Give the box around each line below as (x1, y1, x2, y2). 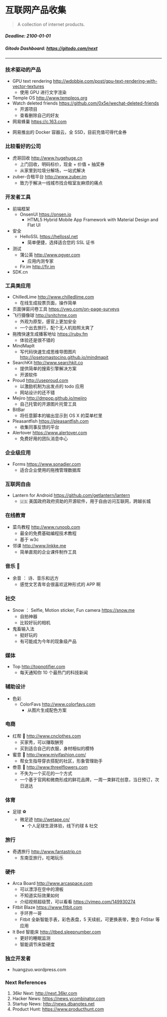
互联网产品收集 (5, 4, 67, 16)
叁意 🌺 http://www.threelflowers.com (12, 764, 88, 770)
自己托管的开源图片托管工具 (19, 401, 77, 407)
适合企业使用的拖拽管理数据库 (19, 467, 81, 473)
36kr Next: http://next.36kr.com (12, 990, 78, 997)
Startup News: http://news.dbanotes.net (12, 1001, 95, 1007)
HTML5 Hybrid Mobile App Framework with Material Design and (27, 217, 159, 223)
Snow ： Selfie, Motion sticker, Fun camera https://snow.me (12, 607, 135, 613)
